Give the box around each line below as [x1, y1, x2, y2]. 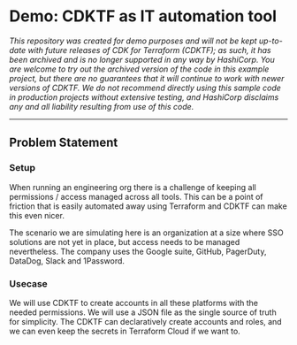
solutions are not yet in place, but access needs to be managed [9, 236, 240, 247]
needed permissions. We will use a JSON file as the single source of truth [9, 307, 277, 318]
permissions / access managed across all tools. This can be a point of [9, 191, 263, 202]
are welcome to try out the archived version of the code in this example [9, 64, 270, 74]
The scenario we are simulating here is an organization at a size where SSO [9, 227, 285, 238]
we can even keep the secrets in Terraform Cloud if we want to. [9, 326, 240, 336]
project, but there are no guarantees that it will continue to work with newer [9, 73, 285, 83]
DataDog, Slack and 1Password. [9, 255, 126, 266]
